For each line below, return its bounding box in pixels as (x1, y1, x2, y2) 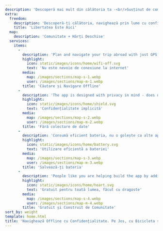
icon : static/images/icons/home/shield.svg (26, 102, 116, 107)
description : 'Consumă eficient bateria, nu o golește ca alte (22, 133, 153, 138)
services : (9, 39, 29, 44)
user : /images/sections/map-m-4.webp (26, 200, 103, 206)
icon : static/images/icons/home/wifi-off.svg (26, 61, 120, 66)
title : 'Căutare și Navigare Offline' (22, 83, 101, 89)
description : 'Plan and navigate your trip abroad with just (22, 52, 149, 57)
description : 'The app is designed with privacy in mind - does (22, 92, 155, 97)
